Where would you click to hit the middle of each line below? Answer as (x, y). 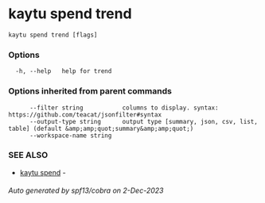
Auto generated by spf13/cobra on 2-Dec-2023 (86, 190)
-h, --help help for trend (64, 71)
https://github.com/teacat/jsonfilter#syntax (85, 115)
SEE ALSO (28, 155)
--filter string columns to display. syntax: (124, 108)
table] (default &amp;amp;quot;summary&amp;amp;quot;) (101, 128)
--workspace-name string (70, 136)
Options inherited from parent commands (90, 91)
